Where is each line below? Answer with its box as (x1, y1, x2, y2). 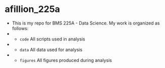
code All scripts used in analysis (19, 36, 85, 42)
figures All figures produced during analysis (19, 57, 112, 63)
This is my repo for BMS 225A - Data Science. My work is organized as (12, 20, 160, 26)
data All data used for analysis (19, 46, 83, 52)
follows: (12, 25, 29, 31)
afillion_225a (5, 3, 60, 15)
